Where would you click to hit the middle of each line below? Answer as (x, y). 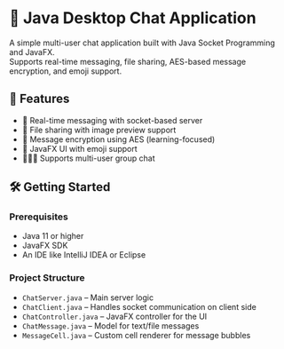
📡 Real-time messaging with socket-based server (112, 120)
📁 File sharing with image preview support (99, 130)
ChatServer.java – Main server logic (87, 297)
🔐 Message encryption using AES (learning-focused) (118, 139)
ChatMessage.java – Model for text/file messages (110, 325)
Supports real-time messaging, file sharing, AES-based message (128, 61)
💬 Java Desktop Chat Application (133, 18)
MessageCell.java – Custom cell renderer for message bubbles (136, 335)
